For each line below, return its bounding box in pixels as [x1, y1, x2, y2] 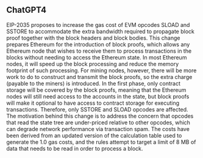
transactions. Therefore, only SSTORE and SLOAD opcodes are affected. [6, 105, 188, 113]
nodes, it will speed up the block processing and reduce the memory [6, 60, 179, 67]
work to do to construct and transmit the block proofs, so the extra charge [6, 73, 193, 80]
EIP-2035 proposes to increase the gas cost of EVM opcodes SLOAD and [6, 21, 190, 28]
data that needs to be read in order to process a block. [6, 145, 143, 152]
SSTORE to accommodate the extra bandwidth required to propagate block [6, 28, 195, 35]
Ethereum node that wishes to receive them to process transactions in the [6, 47, 192, 55]
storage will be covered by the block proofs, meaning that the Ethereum [6, 86, 187, 94]
